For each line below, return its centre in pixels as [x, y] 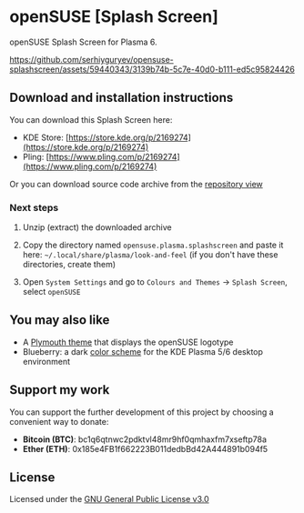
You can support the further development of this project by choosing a [142, 412]
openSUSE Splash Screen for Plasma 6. [83, 42]
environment [46, 361]
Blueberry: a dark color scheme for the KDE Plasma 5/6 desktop [143, 351]
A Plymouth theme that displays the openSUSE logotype [128, 342]
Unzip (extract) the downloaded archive [97, 227]
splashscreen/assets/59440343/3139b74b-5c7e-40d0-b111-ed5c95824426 [152, 69]
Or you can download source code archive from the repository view [137, 184]
